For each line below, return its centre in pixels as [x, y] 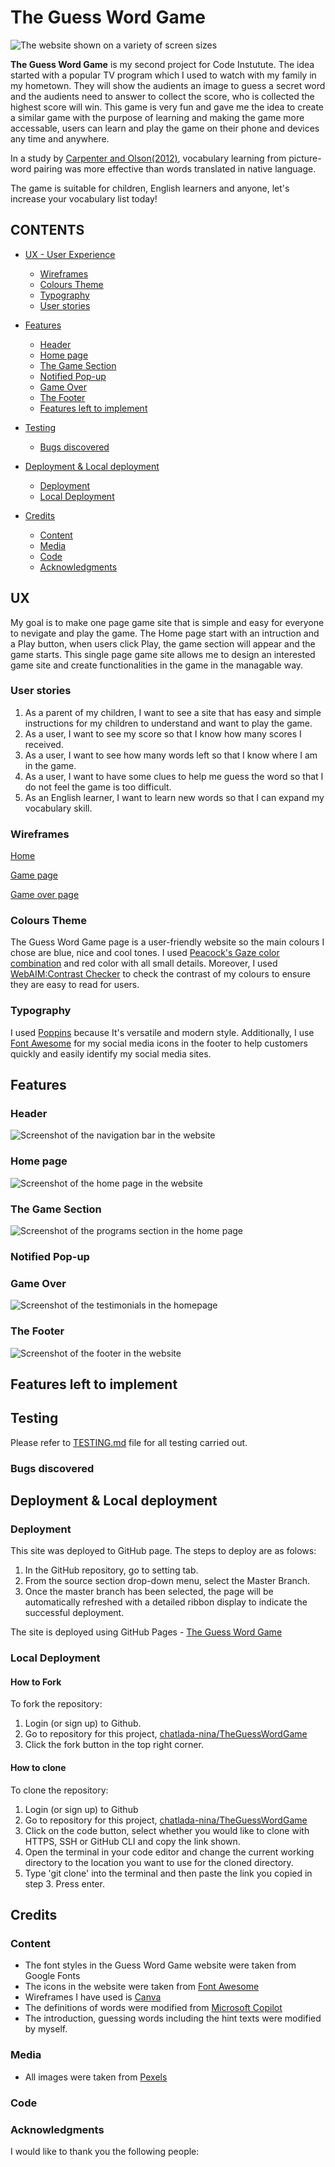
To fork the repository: [56, 1704]
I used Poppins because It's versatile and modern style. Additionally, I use [162, 1032]
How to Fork [36, 1682]
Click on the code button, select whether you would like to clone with [167, 1830]
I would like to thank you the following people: [105, 2151]
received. [44, 744]
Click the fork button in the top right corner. [114, 1745]
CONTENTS [47, 230]
